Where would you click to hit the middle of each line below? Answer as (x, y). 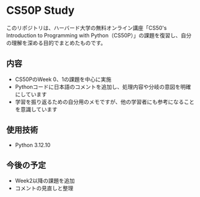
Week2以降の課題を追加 (45, 181)
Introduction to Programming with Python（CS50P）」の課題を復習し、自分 (99, 35)
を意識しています (36, 109)
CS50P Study (40, 11)
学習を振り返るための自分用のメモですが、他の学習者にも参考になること (105, 102)
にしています (31, 94)
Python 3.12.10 (33, 145)
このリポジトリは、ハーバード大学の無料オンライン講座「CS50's (86, 28)
